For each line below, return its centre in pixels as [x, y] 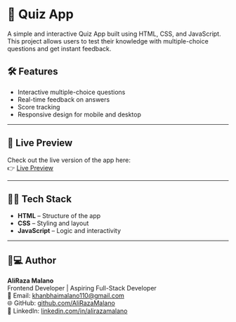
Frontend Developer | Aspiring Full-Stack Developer [82, 288]
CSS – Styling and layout [53, 223]
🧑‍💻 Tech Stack [40, 199]
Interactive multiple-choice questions [71, 92]
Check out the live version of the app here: [69, 160]
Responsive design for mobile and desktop [79, 114]
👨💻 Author [32, 260]
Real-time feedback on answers [64, 99]
